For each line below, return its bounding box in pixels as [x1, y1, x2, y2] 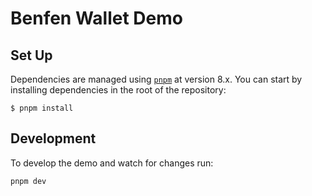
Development [10, 130, 97, 147]
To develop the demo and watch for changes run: [10, 157, 214, 169]
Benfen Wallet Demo [10, 7, 183, 30]
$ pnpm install [10, 103, 74, 113]
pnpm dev [10, 176, 47, 186]
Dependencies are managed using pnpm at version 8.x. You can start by [10, 73, 303, 85]
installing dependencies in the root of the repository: [10, 84, 227, 96]
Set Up [10, 47, 53, 64]
